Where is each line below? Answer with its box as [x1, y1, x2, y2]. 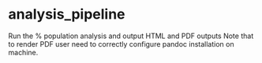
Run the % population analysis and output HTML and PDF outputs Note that [8, 31, 254, 40]
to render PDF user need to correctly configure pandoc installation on [8, 39, 234, 48]
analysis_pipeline [8, 5, 125, 23]
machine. [8, 47, 39, 57]
